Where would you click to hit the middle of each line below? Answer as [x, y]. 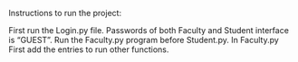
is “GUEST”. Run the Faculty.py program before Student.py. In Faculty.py [144, 40]
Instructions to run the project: [65, 13]
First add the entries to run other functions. [89, 49]
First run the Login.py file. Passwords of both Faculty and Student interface [149, 30]
